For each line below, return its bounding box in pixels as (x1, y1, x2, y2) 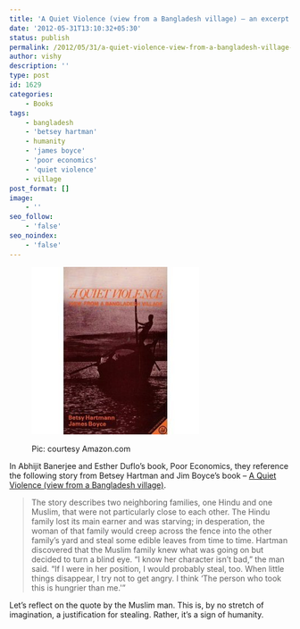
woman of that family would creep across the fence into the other (30, 525, 272, 536)
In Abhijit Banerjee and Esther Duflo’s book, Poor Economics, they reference (9, 460, 289, 471)
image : (9, 193, 34, 203)
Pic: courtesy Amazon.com (31, 443, 131, 454)
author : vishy (9, 52, 62, 62)
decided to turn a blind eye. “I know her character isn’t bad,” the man (30, 554, 286, 565)
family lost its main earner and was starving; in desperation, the (30, 516, 265, 526)
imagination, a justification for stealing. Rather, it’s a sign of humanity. (9, 608, 264, 620)
